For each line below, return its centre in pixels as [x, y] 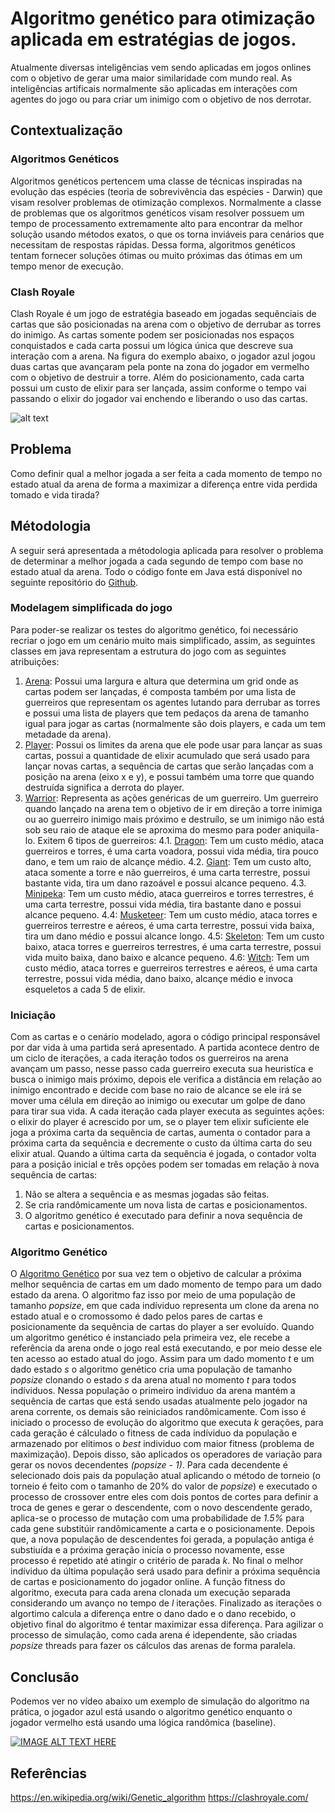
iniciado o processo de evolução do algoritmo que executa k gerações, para [167, 1423]
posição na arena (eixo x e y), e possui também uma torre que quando [169, 776]
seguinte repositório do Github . [74, 582]
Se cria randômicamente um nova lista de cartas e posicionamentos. [166, 1205]
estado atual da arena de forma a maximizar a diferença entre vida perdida [164, 484]
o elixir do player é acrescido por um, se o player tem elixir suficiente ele [160, 1122]
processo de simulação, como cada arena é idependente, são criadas [154, 1635]
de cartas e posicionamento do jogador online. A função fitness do [148, 1582]
